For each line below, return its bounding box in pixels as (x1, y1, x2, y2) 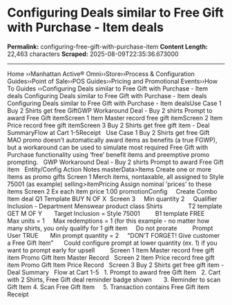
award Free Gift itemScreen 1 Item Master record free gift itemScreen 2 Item (7, 113, 223, 122)
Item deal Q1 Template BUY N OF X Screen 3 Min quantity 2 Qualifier (7, 194, 217, 203)
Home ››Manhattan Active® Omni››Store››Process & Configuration (7, 69, 195, 77)
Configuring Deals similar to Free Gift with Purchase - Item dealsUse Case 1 (7, 99, 222, 107)
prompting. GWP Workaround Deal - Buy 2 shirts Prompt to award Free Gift (7, 158, 224, 166)
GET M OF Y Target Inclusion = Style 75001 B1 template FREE (7, 209, 205, 217)
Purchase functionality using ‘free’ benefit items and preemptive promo (7, 150, 210, 158)
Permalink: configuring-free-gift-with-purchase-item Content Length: (7, 42, 209, 50)
